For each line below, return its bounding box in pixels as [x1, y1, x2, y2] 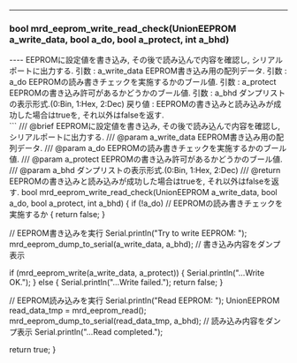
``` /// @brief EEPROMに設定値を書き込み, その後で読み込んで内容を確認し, [9, 121, 281, 132]
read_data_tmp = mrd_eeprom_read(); [9, 306, 147, 316]
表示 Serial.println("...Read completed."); [16, 327, 164, 337]
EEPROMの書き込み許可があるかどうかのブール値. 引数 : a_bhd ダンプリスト [9, 87, 286, 98]
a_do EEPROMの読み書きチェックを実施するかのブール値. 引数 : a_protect [9, 77, 277, 87]
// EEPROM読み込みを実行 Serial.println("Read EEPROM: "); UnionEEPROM [9, 295, 280, 306]
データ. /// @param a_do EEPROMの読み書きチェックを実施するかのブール [16, 143, 287, 154]
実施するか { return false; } [9, 209, 106, 220]
